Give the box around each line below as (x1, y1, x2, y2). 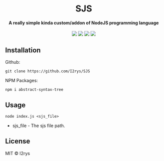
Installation (5, 46, 41, 54)
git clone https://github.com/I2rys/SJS (5, 69, 91, 74)
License (5, 137, 30, 146)
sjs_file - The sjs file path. (12, 123, 65, 129)
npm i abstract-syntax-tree (5, 87, 64, 92)
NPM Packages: (5, 78, 38, 84)
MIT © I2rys (5, 150, 30, 156)
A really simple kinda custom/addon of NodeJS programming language (8, 19, 159, 25)
